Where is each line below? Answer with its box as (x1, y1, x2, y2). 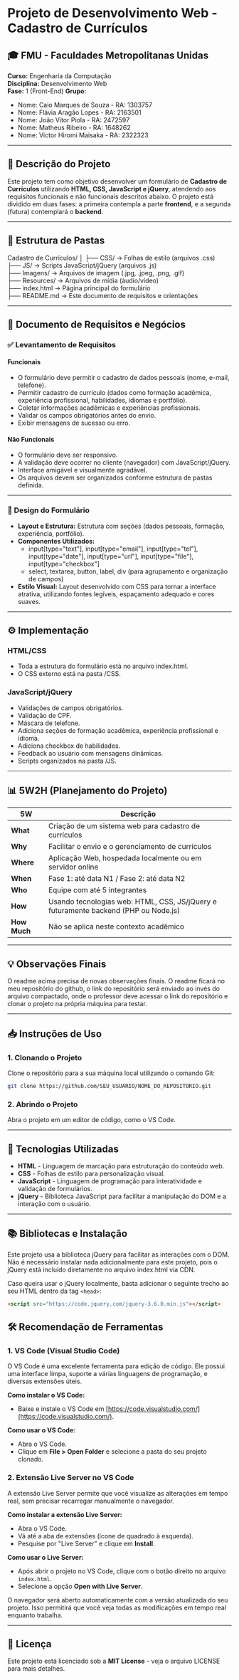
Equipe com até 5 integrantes (48, 885, 147, 895)
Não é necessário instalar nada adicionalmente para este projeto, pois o (7, 1257, 218, 1266)
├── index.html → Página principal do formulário (7, 283, 151, 292)
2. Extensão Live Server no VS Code (7, 1473, 134, 1483)
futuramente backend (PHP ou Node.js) (48, 906, 180, 916)
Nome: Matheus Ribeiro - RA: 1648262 (17, 123, 132, 132)
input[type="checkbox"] (28, 559, 100, 568)
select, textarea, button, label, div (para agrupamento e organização (28, 567, 228, 576)
